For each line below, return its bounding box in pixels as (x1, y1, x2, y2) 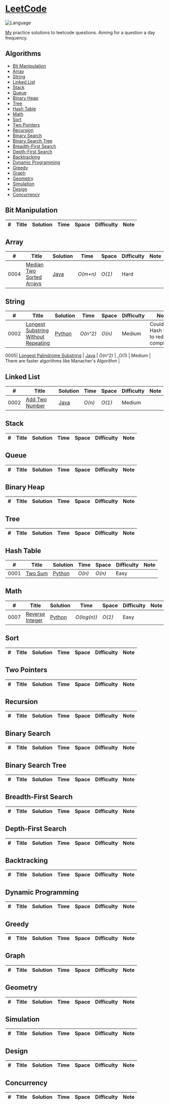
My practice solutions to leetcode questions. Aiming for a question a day (5, 29, 155, 35)
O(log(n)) (75, 613, 98, 621)
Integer (26, 617, 43, 624)
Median (26, 261, 44, 268)
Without (26, 333, 45, 340)
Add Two (26, 396, 47, 403)
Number (26, 402, 45, 409)
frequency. (5, 35, 28, 41)
